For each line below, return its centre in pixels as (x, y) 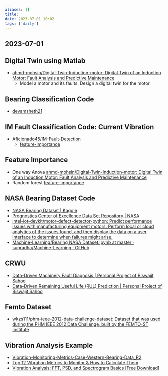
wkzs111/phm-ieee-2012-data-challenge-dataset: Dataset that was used (86, 319)
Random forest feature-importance (48, 182)
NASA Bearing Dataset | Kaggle (45, 210)
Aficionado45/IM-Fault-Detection (47, 139)
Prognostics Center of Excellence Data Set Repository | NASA (76, 216)
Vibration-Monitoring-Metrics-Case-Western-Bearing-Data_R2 (77, 357)
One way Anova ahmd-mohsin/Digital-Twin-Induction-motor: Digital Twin (87, 172)
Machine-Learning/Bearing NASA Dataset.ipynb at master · (73, 242)
